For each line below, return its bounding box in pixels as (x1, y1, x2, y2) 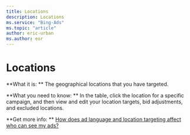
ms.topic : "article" (6, 25, 57, 31)
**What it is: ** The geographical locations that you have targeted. (6, 80, 169, 87)
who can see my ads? (6, 122, 59, 129)
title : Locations (6, 8, 49, 15)
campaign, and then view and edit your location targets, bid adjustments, (6, 98, 183, 105)
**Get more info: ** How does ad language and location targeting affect (6, 116, 181, 123)
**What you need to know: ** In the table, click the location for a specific (6, 92, 184, 99)
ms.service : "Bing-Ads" (6, 19, 65, 25)
